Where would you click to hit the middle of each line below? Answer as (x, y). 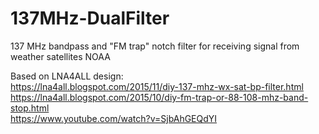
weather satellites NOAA (60, 56)
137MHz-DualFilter (90, 18)
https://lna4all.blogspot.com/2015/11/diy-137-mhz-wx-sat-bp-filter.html (157, 86)
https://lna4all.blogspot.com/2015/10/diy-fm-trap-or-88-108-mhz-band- (159, 97)
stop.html (30, 108)
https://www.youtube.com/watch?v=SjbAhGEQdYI (114, 118)
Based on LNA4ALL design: (67, 76)
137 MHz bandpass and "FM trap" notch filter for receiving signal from (155, 46)
